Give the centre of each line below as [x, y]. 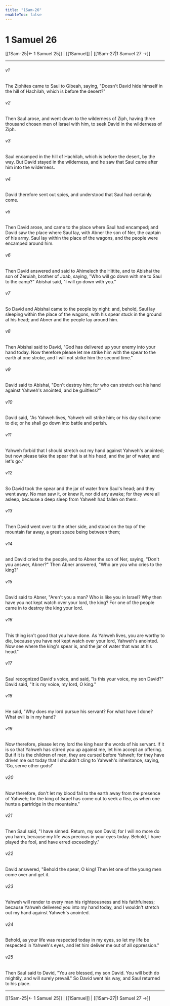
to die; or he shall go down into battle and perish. [56, 423]
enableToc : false [24, 15]
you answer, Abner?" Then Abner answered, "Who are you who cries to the [84, 565]
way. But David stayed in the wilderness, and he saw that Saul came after [82, 162]
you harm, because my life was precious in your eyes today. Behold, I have [83, 836]
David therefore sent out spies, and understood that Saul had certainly [78, 195]
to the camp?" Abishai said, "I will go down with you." [61, 281]
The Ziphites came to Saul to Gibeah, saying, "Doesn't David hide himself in [84, 86]
